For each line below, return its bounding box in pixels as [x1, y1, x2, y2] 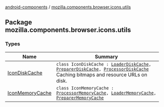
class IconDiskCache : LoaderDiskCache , [56, 61, 151, 67]
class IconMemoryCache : [56, 85, 114, 91]
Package [5, 18, 33, 26]
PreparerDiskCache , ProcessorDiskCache [56, 66, 149, 72]
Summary [95, 53, 118, 60]
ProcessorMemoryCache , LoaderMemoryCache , [56, 90, 157, 96]
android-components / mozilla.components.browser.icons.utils [5, 4, 131, 10]
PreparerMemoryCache [56, 95, 104, 101]
